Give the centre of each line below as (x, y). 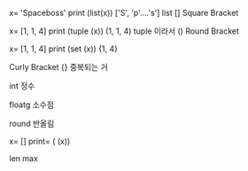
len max (23, 158)
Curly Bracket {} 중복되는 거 (58, 67)
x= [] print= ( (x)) (40, 141)
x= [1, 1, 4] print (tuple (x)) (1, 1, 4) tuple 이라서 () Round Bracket (124, 31)
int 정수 (22, 86)
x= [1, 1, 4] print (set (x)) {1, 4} (63, 49)
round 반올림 (32, 124)
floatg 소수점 (32, 105)
